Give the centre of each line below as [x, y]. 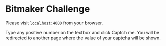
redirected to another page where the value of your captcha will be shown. [83, 38]
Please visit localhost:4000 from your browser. [54, 23]
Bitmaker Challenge [48, 9]
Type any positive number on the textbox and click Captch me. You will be [82, 32]
